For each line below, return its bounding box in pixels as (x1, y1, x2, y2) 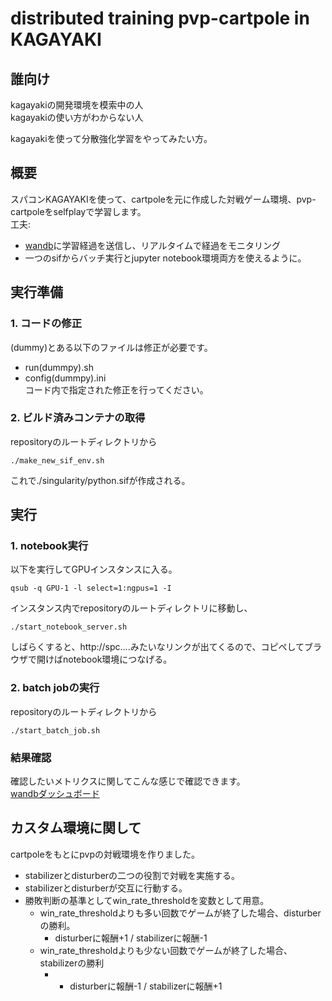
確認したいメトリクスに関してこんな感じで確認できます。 (10, 775, 246, 787)
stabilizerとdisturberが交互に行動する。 (24, 882, 188, 894)
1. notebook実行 (10, 539, 89, 553)
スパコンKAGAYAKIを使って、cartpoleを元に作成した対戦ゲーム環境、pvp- (10, 193, 317, 205)
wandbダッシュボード (10, 788, 100, 800)
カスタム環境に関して (10, 820, 142, 837)
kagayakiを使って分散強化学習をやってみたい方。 (10, 133, 213, 144)
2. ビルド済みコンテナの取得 (10, 411, 146, 425)
